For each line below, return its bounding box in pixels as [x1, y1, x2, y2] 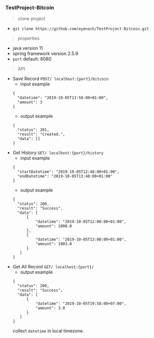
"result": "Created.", [17, 132, 65, 137]
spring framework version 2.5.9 [12, 50, 79, 57]
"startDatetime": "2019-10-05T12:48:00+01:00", [17, 169, 120, 174]
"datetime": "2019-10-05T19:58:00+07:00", [35, 301, 127, 306]
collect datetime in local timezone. [12, 328, 85, 334]
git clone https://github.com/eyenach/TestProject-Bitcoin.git [12, 26, 149, 32]
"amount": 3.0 [35, 305, 65, 311]
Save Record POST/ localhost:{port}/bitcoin [12, 76, 109, 82]
